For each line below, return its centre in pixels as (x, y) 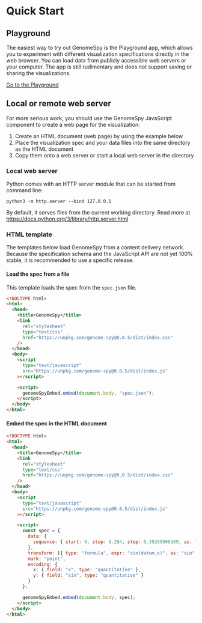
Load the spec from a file (38, 274)
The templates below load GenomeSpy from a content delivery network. (96, 248)
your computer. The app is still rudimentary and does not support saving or (99, 67)
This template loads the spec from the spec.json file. (72, 287)
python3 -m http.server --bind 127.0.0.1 (59, 202)
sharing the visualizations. (38, 73)
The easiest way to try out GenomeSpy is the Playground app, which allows (100, 47)
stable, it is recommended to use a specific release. (70, 260)
